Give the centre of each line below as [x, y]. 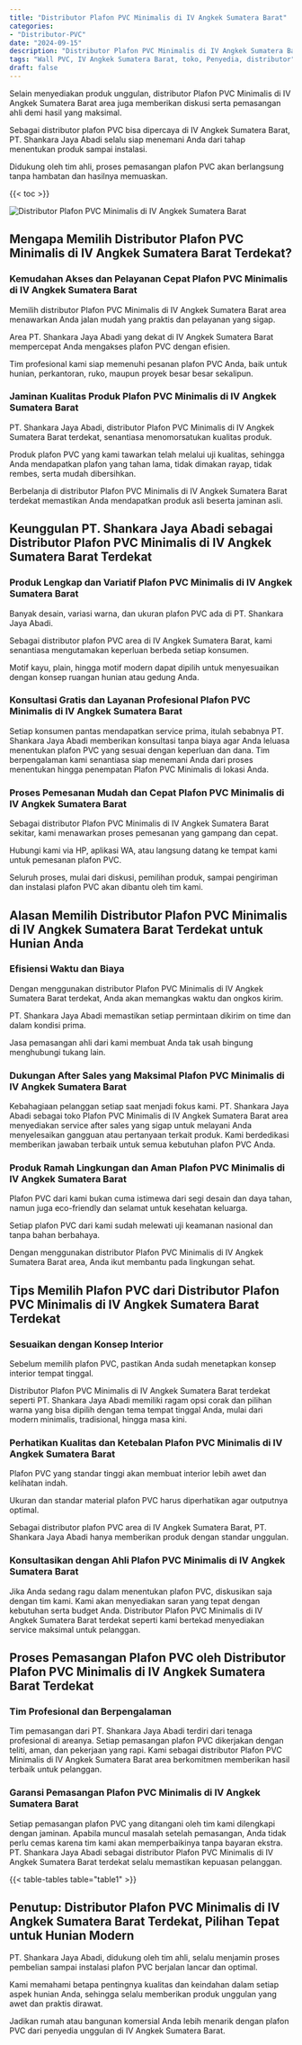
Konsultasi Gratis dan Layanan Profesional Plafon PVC [130, 700]
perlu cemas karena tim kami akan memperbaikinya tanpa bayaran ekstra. [146, 1843]
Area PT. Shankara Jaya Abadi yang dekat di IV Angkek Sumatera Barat [142, 336]
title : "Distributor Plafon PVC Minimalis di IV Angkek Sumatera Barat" [148, 18]
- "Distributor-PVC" [48, 34]
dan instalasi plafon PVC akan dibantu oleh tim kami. [107, 887]
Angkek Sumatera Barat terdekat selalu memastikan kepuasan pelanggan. [146, 1861]
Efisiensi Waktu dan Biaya [67, 969]
